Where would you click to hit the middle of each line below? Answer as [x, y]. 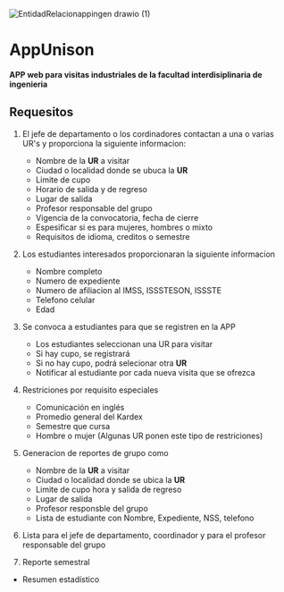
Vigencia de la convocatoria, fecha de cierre [117, 217]
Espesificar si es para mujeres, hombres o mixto [124, 227]
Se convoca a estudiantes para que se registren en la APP [129, 326]
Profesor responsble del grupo [92, 508]
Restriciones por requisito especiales [90, 390]
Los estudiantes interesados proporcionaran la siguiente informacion [148, 254]
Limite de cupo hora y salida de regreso [109, 489]
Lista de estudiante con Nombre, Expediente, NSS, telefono [145, 518]
